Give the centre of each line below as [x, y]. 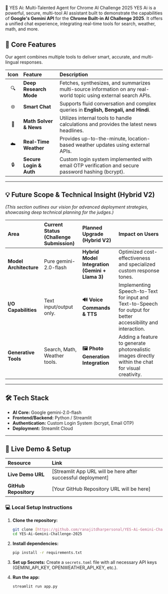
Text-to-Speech [138, 304]
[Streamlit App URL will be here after [94, 471]
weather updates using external [112, 145]
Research [35, 89]
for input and [133, 297]
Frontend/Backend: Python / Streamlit [52, 418]
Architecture [23, 267]
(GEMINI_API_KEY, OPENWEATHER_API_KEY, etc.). [65, 567]
